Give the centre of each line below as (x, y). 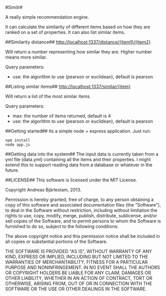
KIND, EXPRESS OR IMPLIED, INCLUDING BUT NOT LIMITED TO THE (77, 257)
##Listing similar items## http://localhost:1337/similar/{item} (68, 86)
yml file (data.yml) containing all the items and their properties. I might (78, 159)
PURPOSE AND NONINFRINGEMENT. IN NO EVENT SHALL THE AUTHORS (83, 267)
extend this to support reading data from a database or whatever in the (79, 165)
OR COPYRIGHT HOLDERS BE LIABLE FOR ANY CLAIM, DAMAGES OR (78, 273)
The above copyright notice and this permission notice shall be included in (82, 236)
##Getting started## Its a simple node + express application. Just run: (78, 131)
